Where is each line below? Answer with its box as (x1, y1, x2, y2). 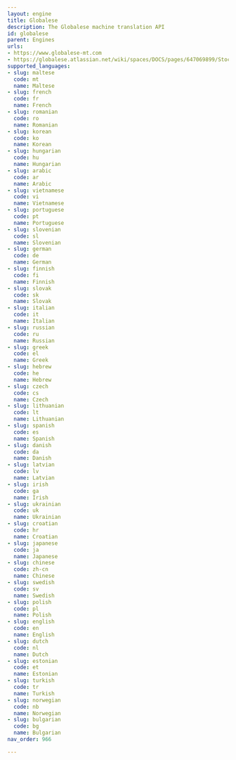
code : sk (13, 291, 39, 299)
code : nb (13, 703, 39, 710)
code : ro (13, 115, 39, 122)
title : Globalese (7, 17, 58, 24)
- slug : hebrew (7, 363, 52, 371)
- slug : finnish (7, 265, 55, 272)
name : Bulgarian (13, 729, 61, 737)
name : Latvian (13, 475, 55, 482)
